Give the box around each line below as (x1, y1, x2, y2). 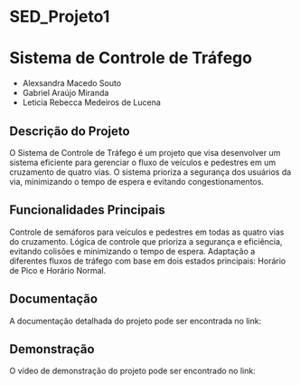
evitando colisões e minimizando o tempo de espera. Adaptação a (9, 245, 256, 256)
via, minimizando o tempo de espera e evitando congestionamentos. (9, 176, 265, 187)
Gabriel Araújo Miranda (22, 88, 109, 99)
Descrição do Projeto (9, 123, 130, 139)
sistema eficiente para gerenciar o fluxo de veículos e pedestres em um (9, 157, 277, 168)
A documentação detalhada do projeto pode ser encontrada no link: (9, 315, 262, 326)
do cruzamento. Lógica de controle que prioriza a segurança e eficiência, (9, 236, 283, 246)
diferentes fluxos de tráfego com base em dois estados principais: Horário (9, 255, 286, 266)
